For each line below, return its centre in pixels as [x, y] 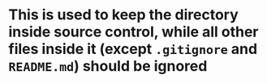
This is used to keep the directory [124, 15]
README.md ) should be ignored [108, 66]
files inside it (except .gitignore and [133, 49]
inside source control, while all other [133, 32]
